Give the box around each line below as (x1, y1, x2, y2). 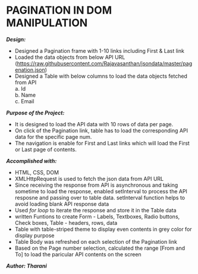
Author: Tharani (6, 262, 47, 269)
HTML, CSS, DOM (14, 168, 59, 176)
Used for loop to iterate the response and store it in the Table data (14, 206, 177, 214)
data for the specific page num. (14, 133, 92, 140)
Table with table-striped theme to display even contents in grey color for (14, 225, 192, 232)
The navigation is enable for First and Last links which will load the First (14, 139, 190, 146)
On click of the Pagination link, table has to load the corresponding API (14, 127, 188, 134)
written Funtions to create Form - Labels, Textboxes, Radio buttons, (14, 213, 180, 220)
